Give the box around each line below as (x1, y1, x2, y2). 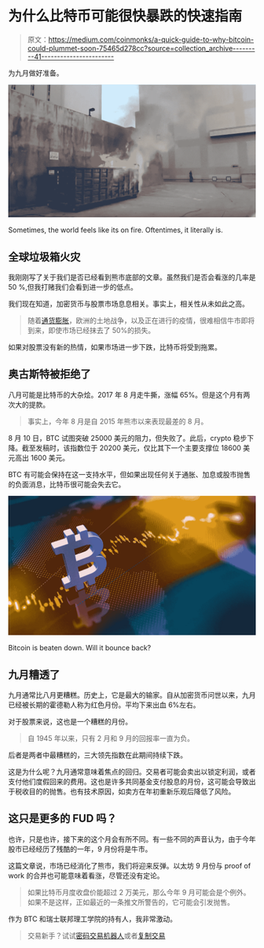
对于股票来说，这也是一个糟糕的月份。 (8, 717, 132, 727)
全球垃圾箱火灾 (8, 250, 81, 264)
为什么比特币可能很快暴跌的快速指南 (8, 7, 243, 25)
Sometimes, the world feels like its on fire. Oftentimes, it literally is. (8, 225, 224, 235)
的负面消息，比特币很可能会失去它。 (8, 480, 126, 489)
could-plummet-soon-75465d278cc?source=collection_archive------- (27, 43, 255, 53)
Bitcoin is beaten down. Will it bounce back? (8, 643, 152, 653)
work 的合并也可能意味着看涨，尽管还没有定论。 (8, 871, 164, 880)
